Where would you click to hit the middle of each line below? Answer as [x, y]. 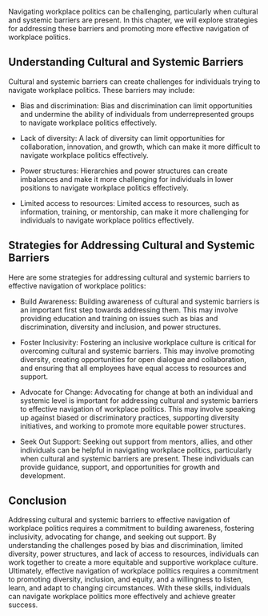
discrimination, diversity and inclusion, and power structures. [120, 327]
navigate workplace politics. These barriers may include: [102, 90]
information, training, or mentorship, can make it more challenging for [134, 211]
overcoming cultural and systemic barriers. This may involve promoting [137, 351]
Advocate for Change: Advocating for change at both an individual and [136, 392]
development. [42, 475]
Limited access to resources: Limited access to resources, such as [130, 203]
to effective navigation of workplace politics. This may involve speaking [138, 409]
